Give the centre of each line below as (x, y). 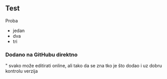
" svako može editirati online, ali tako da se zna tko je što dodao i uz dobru (84, 66)
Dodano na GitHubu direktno (41, 55)
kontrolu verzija (22, 71)
